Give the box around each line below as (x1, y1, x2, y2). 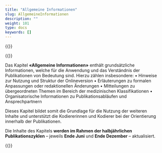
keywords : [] (5, 30, 32, 35)
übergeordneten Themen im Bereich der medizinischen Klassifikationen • (5, 88, 153, 94)
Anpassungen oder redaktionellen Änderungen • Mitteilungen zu (5, 83, 135, 88)
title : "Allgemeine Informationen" (5, 7, 78, 12)
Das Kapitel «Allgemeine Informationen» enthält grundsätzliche (5, 62, 135, 68)
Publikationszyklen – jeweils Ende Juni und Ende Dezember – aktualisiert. (5, 133, 156, 139)
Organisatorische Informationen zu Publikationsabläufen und (5, 93, 127, 99)
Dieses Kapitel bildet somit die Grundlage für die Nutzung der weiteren (5, 108, 147, 114)
